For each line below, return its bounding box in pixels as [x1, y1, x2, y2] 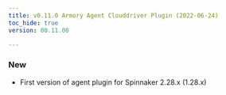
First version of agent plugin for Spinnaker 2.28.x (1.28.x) [19, 77, 207, 87]
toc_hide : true [8, 19, 59, 27]
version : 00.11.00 [8, 26, 69, 34]
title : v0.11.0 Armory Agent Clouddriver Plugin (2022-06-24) [8, 11, 219, 20]
